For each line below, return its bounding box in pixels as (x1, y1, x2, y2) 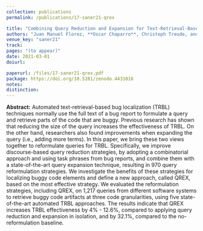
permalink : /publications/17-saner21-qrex (6, 15, 115, 21)
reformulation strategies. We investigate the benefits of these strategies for (6, 168, 193, 175)
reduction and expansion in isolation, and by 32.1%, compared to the (6, 213, 177, 220)
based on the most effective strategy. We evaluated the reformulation (6, 181, 179, 188)
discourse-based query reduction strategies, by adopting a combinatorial (6, 149, 188, 156)
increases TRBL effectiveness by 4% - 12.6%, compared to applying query (6, 206, 192, 213)
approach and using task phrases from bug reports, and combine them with (6, 155, 195, 162)
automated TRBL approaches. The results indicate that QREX (32, 200, 184, 207)
